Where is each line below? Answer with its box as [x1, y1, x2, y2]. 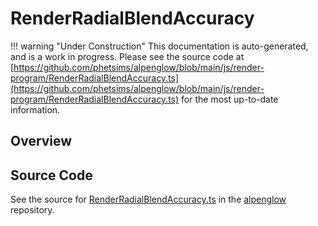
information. [10, 103, 61, 116]
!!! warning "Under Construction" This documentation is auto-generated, [10, 40, 309, 52]
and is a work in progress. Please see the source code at [10, 50, 245, 62]
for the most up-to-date [181, 93, 279, 105]
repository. [10, 204, 55, 216]
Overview [10, 133, 73, 150]
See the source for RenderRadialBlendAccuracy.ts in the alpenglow [10, 193, 287, 206]
